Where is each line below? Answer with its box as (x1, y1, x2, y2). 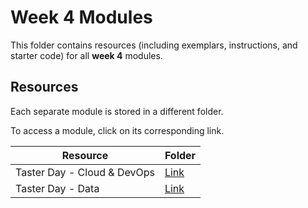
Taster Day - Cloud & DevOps (15, 165, 155, 179)
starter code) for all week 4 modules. (10, 49, 163, 61)
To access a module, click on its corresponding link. (10, 124, 225, 136)
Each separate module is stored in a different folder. (10, 105, 224, 117)
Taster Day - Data (15, 181, 100, 195)
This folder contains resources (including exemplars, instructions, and (10, 39, 298, 51)
